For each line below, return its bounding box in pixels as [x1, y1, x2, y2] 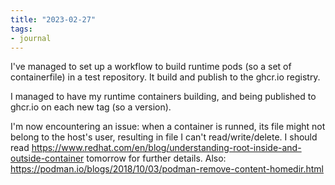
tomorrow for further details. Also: [86, 152, 227, 165]
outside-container [10, 152, 85, 165]
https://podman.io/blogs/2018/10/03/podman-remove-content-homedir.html [10, 163, 325, 175]
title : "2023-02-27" [10, 14, 97, 25]
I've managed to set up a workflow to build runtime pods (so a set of [10, 61, 292, 73]
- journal [10, 33, 52, 43]
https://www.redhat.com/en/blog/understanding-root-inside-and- [31, 142, 302, 154]
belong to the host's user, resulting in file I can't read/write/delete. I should [10, 131, 318, 143]
